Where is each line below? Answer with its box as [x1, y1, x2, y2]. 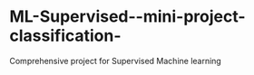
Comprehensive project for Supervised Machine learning [9, 55, 222, 66]
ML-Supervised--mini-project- [9, 6, 247, 27]
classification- [9, 25, 122, 46]
